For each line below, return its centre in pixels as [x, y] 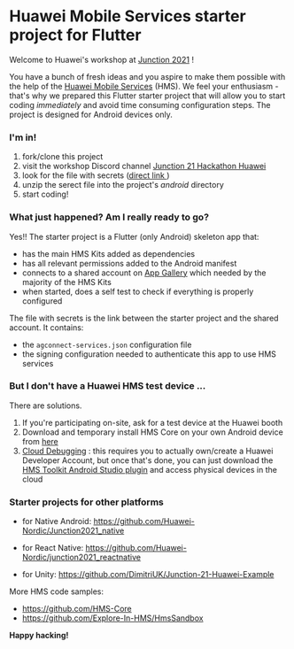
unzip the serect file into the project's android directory [123, 185]
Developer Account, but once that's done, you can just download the [147, 460]
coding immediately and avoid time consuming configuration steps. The [140, 104]
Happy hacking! [39, 636]
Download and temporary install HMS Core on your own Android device [152, 432]
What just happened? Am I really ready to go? [109, 217]
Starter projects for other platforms [86, 502]
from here [40, 441]
